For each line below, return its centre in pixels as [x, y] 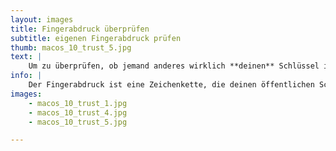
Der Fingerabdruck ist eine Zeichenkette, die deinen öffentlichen [171, 85]
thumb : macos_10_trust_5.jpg [71, 47]
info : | [26, 76]
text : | [26, 57]
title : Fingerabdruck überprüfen [80, 29]
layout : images [42, 19]
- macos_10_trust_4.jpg [78, 112]
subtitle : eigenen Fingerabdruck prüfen [96, 38]
